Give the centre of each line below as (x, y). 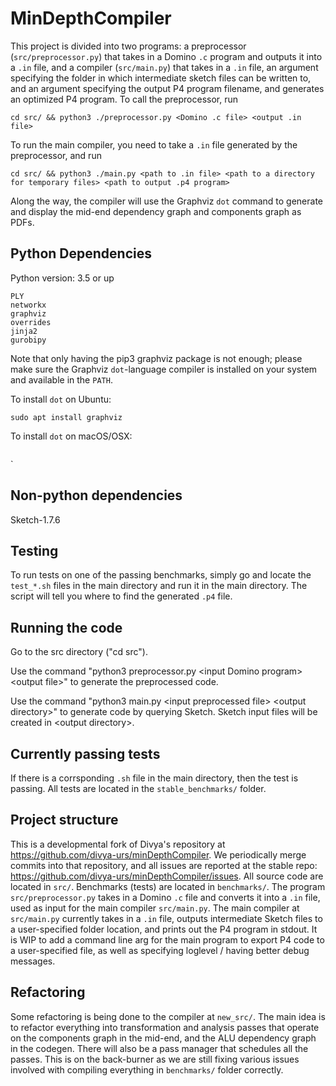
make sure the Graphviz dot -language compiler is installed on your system (164, 369)
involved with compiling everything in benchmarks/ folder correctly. (147, 1069)
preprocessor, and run (56, 155)
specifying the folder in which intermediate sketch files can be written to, (161, 78)
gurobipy (28, 340)
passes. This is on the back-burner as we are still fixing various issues (155, 1059)
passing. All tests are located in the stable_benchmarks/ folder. (138, 788)
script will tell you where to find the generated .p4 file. (121, 596)
